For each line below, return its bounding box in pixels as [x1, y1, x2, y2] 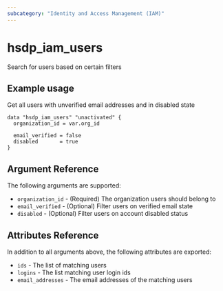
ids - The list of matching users [17, 261, 107, 269]
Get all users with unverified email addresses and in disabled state [7, 101, 195, 109]
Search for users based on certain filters [7, 63, 122, 71]
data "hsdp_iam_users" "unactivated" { [7, 114, 122, 121]
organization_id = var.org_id [13, 120, 100, 128]
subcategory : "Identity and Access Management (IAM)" [7, 10, 165, 17]
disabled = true [13, 139, 78, 145]
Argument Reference [7, 163, 99, 174]
